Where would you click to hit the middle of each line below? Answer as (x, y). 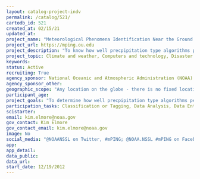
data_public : (22, 156)
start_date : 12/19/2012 (36, 167)
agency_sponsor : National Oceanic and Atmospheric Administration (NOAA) (100, 78)
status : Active (25, 67)
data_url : (18, 162)
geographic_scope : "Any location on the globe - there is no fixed (92, 89)
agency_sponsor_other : (34, 84)
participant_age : (28, 95)
